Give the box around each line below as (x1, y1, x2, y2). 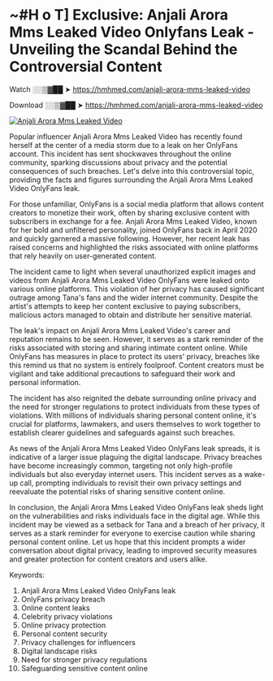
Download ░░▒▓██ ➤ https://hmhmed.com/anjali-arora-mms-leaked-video (9, 100, 263, 110)
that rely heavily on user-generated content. (9, 250, 157, 261)
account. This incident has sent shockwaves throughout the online (9, 149, 232, 158)
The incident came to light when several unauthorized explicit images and (9, 267, 256, 276)
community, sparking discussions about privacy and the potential (9, 157, 227, 167)
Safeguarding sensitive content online (20, 663, 149, 673)
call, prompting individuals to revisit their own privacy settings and (19, 478, 242, 488)
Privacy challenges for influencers (20, 637, 136, 647)
